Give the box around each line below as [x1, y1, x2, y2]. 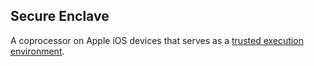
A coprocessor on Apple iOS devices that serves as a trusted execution [10, 34, 304, 46]
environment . [10, 45, 65, 57]
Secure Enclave [10, 8, 110, 25]
